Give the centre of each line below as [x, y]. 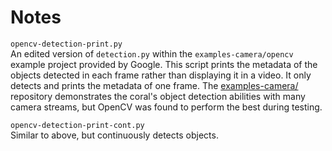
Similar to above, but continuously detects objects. [114, 135]
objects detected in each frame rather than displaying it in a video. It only [161, 75]
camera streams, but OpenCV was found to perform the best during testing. [166, 107]
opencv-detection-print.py [66, 44]
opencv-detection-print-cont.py [77, 125]
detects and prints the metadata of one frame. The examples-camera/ [154, 85]
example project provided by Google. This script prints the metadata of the [164, 64]
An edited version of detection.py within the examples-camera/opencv [152, 53]
